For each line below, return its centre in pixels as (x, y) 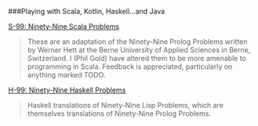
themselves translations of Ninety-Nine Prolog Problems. (119, 113)
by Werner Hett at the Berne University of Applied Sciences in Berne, (139, 50)
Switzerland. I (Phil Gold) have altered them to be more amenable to (137, 58)
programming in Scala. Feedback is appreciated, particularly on (130, 67)
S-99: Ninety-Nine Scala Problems (64, 26)
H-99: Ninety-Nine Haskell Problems (67, 90)
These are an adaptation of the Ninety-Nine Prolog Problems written (138, 41)
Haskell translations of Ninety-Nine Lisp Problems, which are (125, 105)
